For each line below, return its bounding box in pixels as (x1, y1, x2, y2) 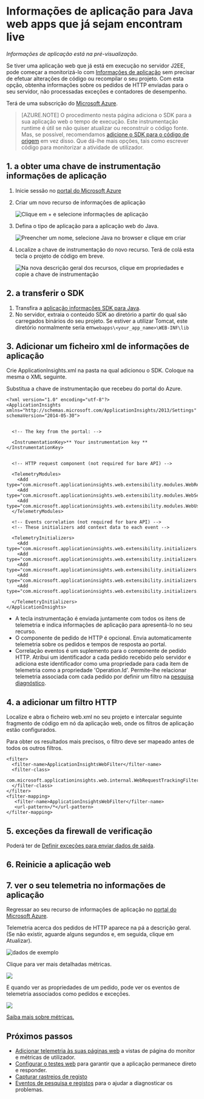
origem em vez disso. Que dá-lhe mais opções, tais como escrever (21, 137, 189, 144)
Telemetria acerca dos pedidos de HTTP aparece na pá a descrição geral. (6, 924, 191, 931)
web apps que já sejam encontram (6, 17, 183, 31)
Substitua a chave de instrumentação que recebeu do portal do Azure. (6, 385, 182, 393)
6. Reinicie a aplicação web (6, 860, 111, 870)
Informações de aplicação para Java (6, 4, 193, 18)
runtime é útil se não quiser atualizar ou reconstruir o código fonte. (21, 124, 189, 131)
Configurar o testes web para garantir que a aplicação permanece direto (15, 1060, 197, 1067)
